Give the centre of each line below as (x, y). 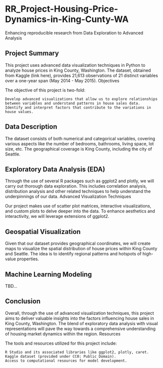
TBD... (11, 286)
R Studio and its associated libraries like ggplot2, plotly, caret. (77, 352)
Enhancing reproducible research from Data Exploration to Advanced (74, 33)
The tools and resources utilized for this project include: (61, 343)
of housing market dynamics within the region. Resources (63, 334)
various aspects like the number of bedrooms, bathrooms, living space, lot (80, 144)
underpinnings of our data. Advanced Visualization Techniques (68, 196)
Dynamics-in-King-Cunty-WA (67, 19)
